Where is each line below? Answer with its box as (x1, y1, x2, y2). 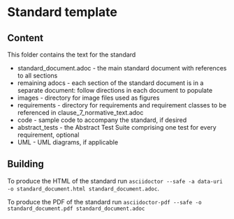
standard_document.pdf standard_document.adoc (7, 205, 145, 212)
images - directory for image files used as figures (17, 93, 160, 102)
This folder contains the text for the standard (7, 50, 136, 59)
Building (7, 158, 44, 170)
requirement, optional (17, 130, 80, 139)
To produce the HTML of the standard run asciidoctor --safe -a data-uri (7, 176, 224, 185)
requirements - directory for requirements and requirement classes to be (17, 101, 227, 109)
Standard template (7, 4, 117, 20)
